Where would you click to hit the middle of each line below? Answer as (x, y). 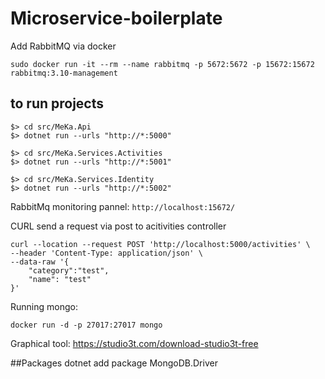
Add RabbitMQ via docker (63, 46)
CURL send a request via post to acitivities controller (118, 226)
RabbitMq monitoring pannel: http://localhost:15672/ (123, 206)
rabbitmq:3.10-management (64, 73)
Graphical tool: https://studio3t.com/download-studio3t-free (134, 343)
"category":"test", (69, 270)
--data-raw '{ (40, 262)
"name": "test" (60, 279)
